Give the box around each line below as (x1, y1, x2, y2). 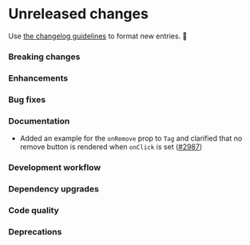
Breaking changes (8, 51, 81, 62)
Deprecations (8, 226, 62, 237)
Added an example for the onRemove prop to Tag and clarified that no (19, 133, 243, 143)
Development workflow (8, 161, 101, 172)
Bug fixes (8, 93, 46, 105)
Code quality (8, 204, 60, 215)
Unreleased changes (8, 5, 149, 23)
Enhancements (8, 73, 69, 84)
